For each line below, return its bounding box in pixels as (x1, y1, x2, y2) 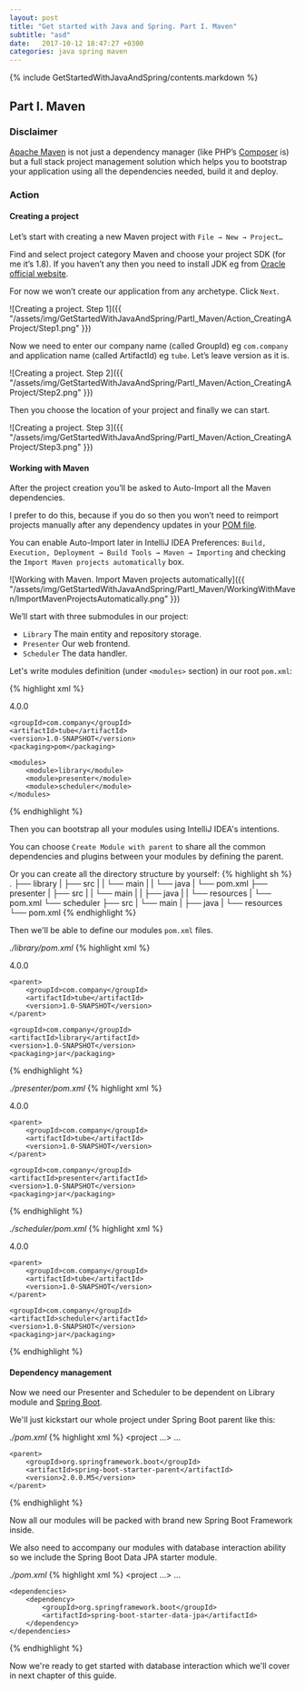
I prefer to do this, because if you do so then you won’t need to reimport (9, 510, 279, 521)
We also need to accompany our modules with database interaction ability (9, 1543, 287, 1554)
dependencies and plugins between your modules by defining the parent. (9, 851, 284, 862)
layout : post (9, 13, 59, 23)
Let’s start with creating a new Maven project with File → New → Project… (9, 231, 283, 242)
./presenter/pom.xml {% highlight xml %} (9, 1083, 162, 1094)
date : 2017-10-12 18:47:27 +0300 (9, 38, 144, 48)
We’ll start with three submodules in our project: (9, 611, 189, 622)
